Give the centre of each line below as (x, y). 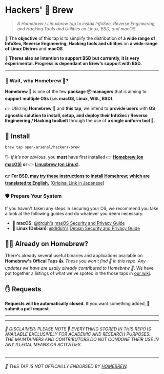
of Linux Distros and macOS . (35, 48)
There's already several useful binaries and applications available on (74, 256)
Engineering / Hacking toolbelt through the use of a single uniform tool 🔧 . (80, 121)
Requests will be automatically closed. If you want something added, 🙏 (78, 304)
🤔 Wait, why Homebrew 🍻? (37, 80)
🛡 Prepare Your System (33, 196)
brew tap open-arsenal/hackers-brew (42, 147)
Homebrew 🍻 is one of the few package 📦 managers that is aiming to (76, 92)
